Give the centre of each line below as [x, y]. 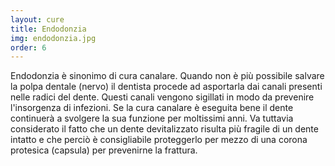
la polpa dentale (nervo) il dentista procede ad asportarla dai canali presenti [166, 87]
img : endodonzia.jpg [53, 38]
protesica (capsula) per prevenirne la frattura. [104, 150]
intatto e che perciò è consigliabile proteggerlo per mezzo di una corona [159, 140]
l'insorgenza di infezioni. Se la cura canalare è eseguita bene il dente [152, 108]
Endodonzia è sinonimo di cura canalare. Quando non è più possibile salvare [167, 76]
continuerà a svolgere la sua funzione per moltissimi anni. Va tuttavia [152, 118]
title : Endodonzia [48, 29]
